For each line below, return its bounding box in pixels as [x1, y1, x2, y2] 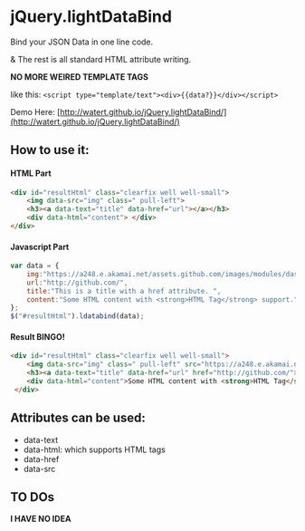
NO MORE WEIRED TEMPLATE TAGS [10, 71, 148, 82]
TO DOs [10, 489, 55, 505]
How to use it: [10, 142, 90, 158]
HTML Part [10, 168, 52, 179]
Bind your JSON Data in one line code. [10, 36, 154, 47]
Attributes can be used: [10, 410, 146, 426]
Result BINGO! [10, 331, 66, 342]
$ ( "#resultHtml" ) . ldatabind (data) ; [10, 312, 145, 321]
